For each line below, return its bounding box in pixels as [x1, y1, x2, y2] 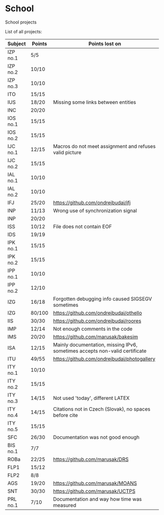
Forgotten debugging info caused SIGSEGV [53, 295, 152, 302]
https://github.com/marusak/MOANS [53, 480, 137, 487]
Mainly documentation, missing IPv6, [53, 341, 138, 348]
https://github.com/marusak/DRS [53, 456, 129, 463]
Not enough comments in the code [53, 325, 133, 332]
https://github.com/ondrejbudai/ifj [53, 199, 131, 206]
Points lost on [88, 40, 121, 47]
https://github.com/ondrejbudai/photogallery [53, 355, 156, 362]
